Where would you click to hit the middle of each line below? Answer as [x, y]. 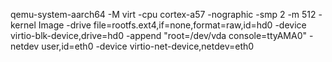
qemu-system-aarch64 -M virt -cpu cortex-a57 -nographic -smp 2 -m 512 [163, 14]
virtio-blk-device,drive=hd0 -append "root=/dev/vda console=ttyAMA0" [159, 35]
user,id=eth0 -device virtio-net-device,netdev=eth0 [148, 46]
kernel [23, 25]
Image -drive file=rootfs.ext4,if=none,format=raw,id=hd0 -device [172, 25]
